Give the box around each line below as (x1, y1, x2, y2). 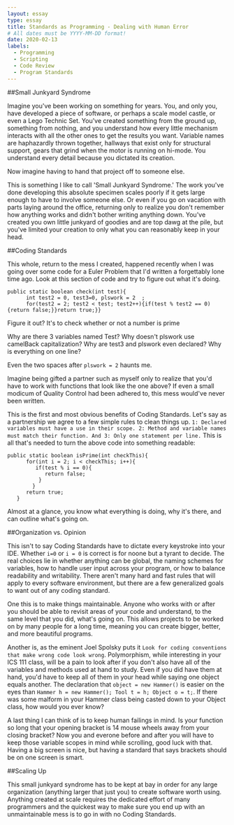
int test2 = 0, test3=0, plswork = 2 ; (25, 294, 145, 301)
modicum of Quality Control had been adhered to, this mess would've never (7, 389, 225, 397)
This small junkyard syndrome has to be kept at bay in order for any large (7, 780, 218, 789)
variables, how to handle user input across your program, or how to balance (7, 564, 226, 572)
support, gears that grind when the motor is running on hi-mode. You (7, 146, 206, 155)
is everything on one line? (7, 347, 82, 355)
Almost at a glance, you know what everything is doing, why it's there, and (7, 507, 221, 515)
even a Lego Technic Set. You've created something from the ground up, (7, 116, 217, 124)
